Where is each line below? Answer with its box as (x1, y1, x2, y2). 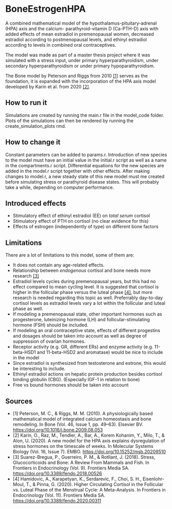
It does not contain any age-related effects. (12, 262, 105, 268)
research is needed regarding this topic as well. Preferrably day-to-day (12, 295, 163, 301)
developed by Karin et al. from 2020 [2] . (5, 83, 90, 90)
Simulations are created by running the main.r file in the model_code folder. (5, 112, 164, 118)
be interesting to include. (12, 365, 66, 372)
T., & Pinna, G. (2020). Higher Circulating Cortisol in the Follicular (26, 481, 163, 487)
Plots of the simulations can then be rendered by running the (5, 118, 133, 124)
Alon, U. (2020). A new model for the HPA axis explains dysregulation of (12, 438, 165, 444)
